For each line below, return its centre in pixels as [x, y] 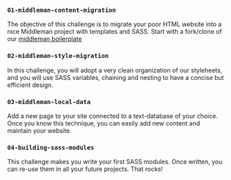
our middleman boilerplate [45, 39]
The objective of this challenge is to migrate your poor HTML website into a [114, 24]
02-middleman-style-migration [58, 56]
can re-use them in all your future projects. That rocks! [85, 169]
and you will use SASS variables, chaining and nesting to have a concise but [115, 77]
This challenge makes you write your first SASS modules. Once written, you [115, 162]
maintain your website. [39, 130]
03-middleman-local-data [49, 102]
